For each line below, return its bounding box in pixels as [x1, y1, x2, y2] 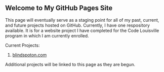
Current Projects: [5, 42, 40, 48]
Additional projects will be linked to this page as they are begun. [5, 61, 135, 67]
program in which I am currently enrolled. [5, 33, 89, 38]
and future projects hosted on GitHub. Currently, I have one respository [5, 22, 150, 28]
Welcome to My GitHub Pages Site [5, 4, 113, 12]
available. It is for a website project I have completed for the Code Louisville [5, 27, 160, 34]
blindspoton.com [12, 52, 47, 58]
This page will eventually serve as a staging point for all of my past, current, [5, 17, 160, 23]
